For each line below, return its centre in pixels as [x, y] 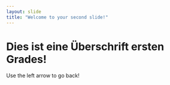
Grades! [26, 59]
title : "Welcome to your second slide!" [57, 17]
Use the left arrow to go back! [43, 75]
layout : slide [24, 12]
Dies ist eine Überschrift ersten [85, 47]
